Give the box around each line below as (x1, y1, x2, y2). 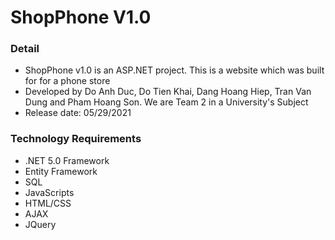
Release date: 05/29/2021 (24, 107, 132, 119)
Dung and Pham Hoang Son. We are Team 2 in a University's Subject (24, 96, 309, 108)
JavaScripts (24, 186, 75, 198)
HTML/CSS (24, 197, 72, 209)
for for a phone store (24, 75, 111, 87)
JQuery (24, 218, 57, 230)
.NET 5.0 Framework (24, 154, 110, 166)
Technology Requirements (10, 132, 142, 146)
